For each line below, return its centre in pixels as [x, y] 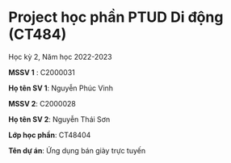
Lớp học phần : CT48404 [50, 135]
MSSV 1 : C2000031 [42, 72]
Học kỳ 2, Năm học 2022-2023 [60, 56]
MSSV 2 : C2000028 [42, 103]
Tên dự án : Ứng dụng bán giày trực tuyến [77, 150]
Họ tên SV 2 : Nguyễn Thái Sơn [59, 119]
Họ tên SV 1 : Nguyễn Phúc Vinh [61, 88]
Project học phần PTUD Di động [116, 17]
